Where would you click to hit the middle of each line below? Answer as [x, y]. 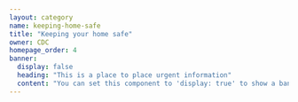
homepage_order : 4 [43, 51]
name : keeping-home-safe [55, 26]
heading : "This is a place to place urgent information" [125, 75]
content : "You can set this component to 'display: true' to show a [146, 83]
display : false [45, 67]
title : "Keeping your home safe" [71, 34]
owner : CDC [29, 42]
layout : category [41, 17]
